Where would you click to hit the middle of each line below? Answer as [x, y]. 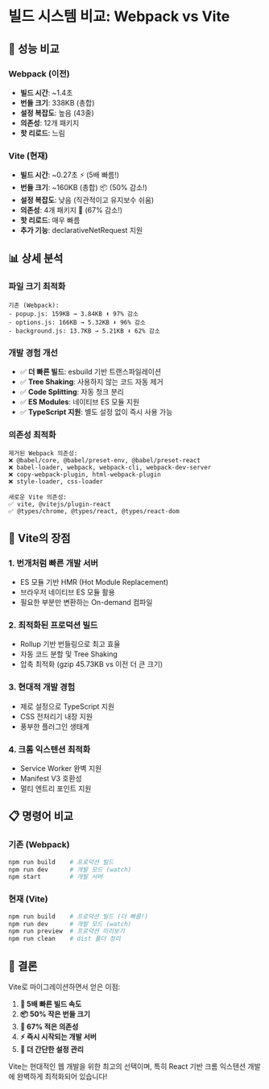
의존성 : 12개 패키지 [50, 122]
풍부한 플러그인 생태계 [55, 727]
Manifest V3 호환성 [51, 779]
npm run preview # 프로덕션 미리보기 [66, 931]
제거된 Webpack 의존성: [43, 453]
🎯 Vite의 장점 [39, 538]
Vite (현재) [28, 155]
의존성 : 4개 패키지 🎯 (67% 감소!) [71, 210]
